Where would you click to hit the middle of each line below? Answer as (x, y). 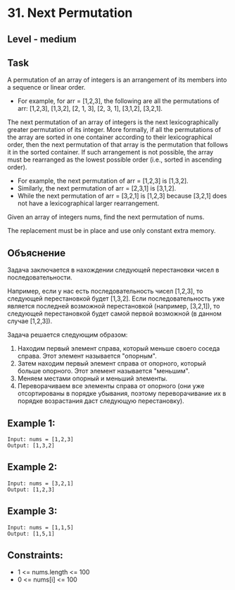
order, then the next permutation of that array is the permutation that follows (118, 145)
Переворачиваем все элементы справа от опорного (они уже (111, 386)
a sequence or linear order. (46, 88)
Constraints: (35, 555)
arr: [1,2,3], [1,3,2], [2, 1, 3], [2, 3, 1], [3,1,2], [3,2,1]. (90, 109)
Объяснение (36, 253)
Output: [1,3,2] (31, 446)
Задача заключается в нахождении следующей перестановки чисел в (113, 270)
